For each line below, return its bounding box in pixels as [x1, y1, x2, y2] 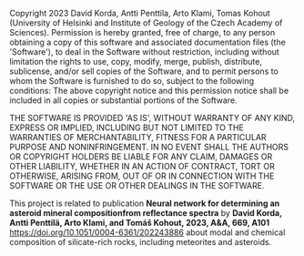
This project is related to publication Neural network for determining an [9, 198, 280, 209]
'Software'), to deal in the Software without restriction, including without [9, 46, 279, 57]
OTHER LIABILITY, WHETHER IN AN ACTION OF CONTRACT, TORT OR [9, 161, 275, 171]
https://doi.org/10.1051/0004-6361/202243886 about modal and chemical [9, 227, 286, 238]
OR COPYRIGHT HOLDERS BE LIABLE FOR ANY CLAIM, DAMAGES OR [9, 151, 273, 162]
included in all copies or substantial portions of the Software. [9, 95, 238, 106]
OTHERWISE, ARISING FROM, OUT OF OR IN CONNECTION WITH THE [9, 170, 275, 181]
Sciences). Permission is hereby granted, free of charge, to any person [9, 27, 276, 37]
